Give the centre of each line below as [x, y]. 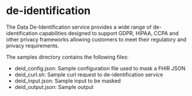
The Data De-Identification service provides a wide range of [79, 27]
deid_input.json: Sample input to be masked [68, 81]
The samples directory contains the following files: [67, 57]
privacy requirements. [33, 46]
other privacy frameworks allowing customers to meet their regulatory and [96, 39]
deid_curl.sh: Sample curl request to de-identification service [89, 74]
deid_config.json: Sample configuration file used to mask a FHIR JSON [100, 68]
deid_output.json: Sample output [54, 87]
